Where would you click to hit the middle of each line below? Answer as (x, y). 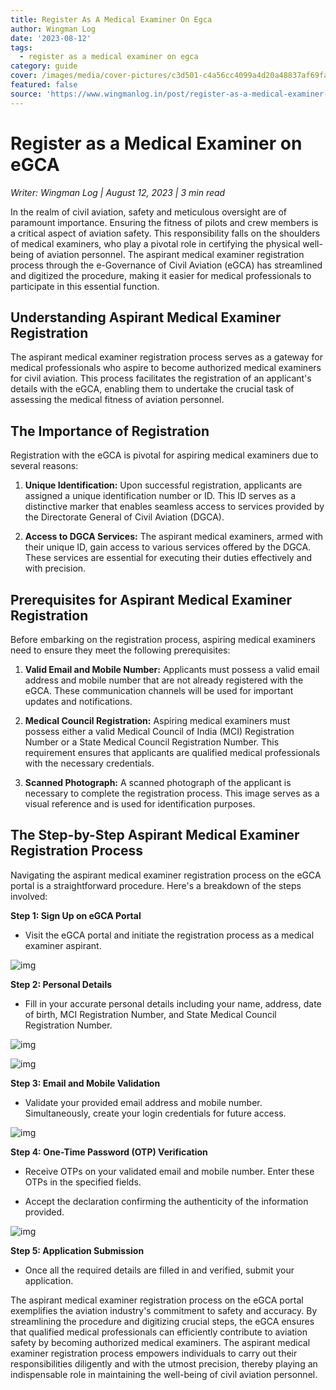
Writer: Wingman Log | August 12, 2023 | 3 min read (118, 192)
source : (26, 94)
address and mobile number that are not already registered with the (164, 680)
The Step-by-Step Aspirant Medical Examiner (155, 835)
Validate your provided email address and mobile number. (143, 1102)
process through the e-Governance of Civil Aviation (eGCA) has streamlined (166, 265)
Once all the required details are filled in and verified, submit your (159, 1270)
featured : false (44, 85)
